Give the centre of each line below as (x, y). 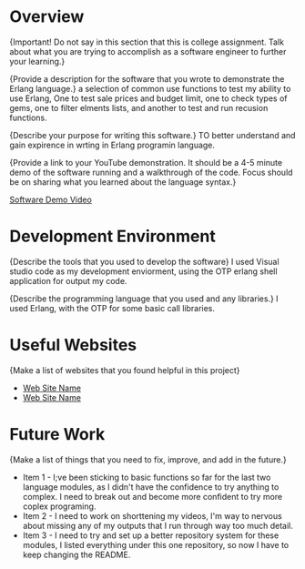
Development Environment (112, 236)
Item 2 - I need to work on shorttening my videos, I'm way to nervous (152, 515)
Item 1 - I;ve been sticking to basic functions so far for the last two (147, 477)
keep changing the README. (76, 554)
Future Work (57, 434)
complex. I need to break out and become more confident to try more (152, 496)
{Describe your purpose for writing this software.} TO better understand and (152, 135)
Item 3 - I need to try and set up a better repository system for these (151, 535)
